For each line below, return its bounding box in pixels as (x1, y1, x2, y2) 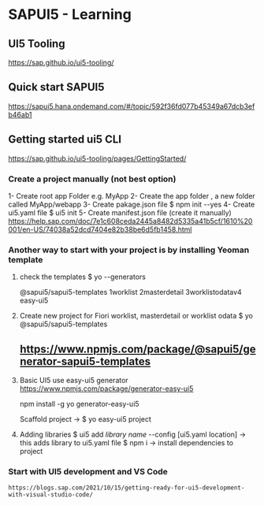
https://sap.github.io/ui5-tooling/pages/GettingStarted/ (8, 154, 187, 163)
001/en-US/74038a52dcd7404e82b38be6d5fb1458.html (8, 225, 192, 234)
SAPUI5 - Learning (8, 6, 132, 24)
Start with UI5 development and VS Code (8, 466, 168, 477)
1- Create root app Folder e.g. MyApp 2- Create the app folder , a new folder (8, 191, 256, 200)
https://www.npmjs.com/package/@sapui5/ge (19, 342, 256, 355)
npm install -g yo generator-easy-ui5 (19, 400, 139, 409)
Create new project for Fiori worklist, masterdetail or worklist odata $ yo (19, 311, 254, 321)
